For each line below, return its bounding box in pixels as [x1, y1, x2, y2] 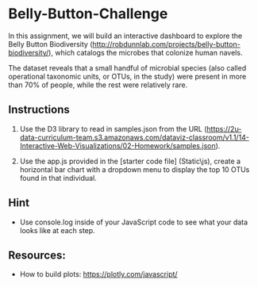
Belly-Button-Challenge [8, 5, 168, 23]
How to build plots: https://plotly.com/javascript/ [19, 270, 178, 279]
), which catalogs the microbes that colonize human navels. [48, 48, 243, 57]
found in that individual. [19, 173, 97, 182]
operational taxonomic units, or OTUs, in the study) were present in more [8, 71, 247, 81]
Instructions [8, 103, 70, 117]
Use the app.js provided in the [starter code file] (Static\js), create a [19, 156, 241, 166]
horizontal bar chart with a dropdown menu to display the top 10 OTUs [19, 164, 250, 174]
